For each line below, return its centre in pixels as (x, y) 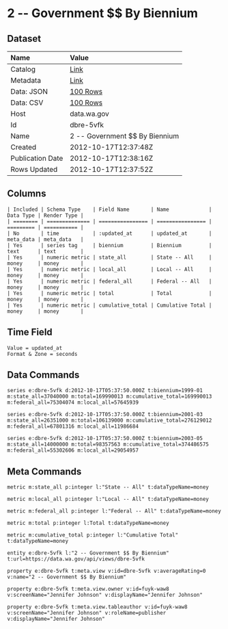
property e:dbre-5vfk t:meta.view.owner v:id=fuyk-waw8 (88, 589)
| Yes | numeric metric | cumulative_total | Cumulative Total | (110, 305)
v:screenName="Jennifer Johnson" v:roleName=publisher (87, 613)
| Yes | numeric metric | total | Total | (110, 293)
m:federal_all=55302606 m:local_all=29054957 (73, 450)
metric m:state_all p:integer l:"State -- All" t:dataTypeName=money (108, 487)
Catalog (23, 69)
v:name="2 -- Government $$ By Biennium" (67, 577)
